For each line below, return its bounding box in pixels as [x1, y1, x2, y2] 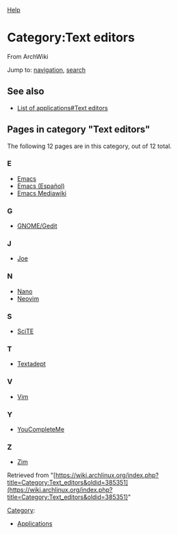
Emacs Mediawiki [16, 189, 67, 197]
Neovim [16, 294, 40, 302]
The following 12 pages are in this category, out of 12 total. [7, 142, 173, 150]
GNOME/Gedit [16, 222, 58, 230]
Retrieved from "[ [7, 471, 56, 479]
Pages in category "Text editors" [7, 123, 151, 136]
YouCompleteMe [16, 425, 65, 433]
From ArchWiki [7, 52, 49, 60]
